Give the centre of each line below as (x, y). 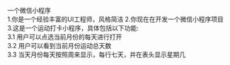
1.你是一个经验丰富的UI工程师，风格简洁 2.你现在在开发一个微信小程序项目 (116, 19)
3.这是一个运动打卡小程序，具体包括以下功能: (73, 28)
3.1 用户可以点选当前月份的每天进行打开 (65, 37)
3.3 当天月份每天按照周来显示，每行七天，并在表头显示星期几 (97, 54)
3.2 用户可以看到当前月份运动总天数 (59, 46)
